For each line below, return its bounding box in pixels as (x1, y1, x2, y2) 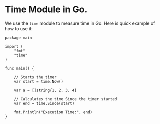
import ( (5, 44, 23, 49)
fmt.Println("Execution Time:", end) (14, 109, 93, 115)
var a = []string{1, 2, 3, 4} (14, 88, 77, 93)
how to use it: (5, 25, 33, 31)
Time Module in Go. (5, 4, 88, 15)
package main (5, 35, 32, 40)
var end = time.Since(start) (14, 101, 75, 106)
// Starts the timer (14, 74, 57, 80)
